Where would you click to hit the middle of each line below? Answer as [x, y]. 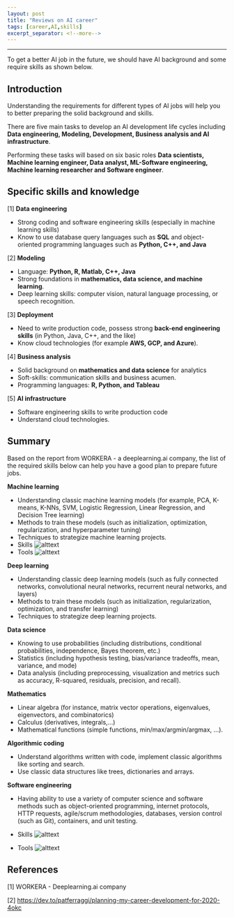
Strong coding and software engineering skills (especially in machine [116, 222]
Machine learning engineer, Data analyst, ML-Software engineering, [108, 163]
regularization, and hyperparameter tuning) [79, 530]
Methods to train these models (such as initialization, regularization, [114, 601]
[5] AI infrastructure [37, 398]
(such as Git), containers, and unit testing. [77, 820]
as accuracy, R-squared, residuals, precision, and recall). [99, 680]
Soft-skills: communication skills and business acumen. [96, 377]
